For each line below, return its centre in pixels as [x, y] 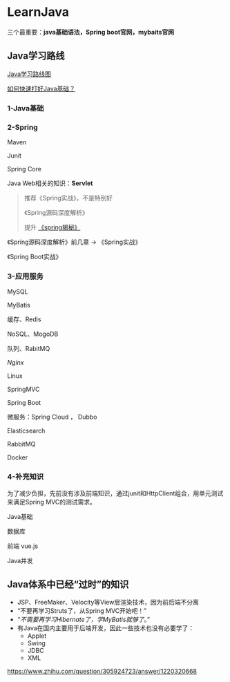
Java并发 [20, 560]
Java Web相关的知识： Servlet [50, 183]
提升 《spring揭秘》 [52, 227]
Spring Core [24, 169]
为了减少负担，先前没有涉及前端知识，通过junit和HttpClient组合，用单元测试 [115, 493]
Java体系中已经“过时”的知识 [68, 584]
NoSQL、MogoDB [33, 334]
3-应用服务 [25, 276]
